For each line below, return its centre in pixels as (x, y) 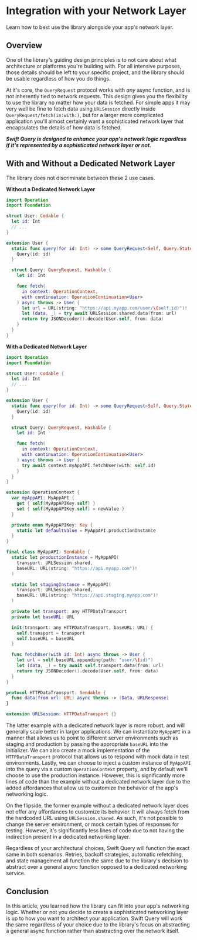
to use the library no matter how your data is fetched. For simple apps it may (98, 102)
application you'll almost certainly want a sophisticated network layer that (95, 121)
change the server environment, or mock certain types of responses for (93, 824)
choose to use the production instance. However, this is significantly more (96, 775)
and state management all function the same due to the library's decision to (97, 861)
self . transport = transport (51, 633)
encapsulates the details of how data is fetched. (64, 127)
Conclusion (28, 891)
